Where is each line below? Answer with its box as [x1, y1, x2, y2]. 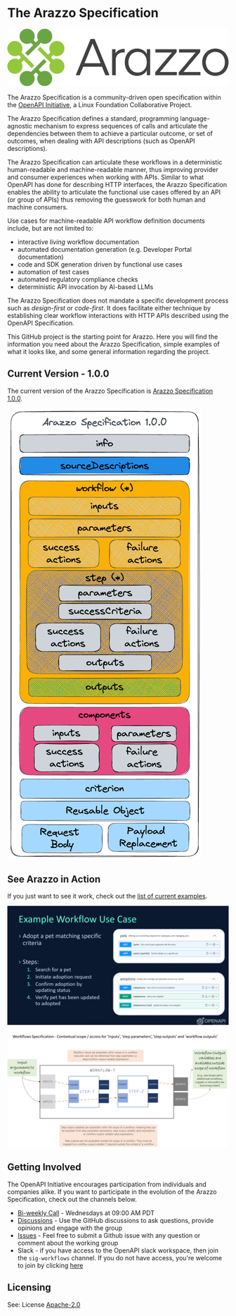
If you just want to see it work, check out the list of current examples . [7, 892, 208, 901]
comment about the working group [17, 1238, 119, 1247]
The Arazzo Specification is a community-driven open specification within [7, 93, 221, 102]
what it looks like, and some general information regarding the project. [7, 347, 211, 355]
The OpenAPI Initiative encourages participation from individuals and [7, 1180, 207, 1188]
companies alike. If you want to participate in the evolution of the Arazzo [7, 1187, 217, 1196]
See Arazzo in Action [7, 873, 100, 886]
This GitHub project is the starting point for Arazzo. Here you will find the [7, 332, 218, 341]
